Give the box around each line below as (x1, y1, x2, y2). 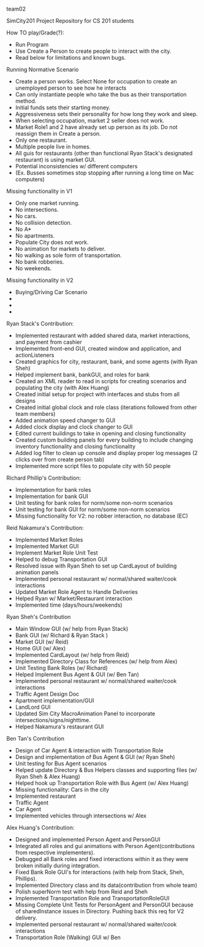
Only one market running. (15, 200, 80, 206)
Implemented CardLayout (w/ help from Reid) (15, 651, 130, 658)
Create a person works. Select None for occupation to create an (15, 78, 178, 85)
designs (15, 397, 36, 404)
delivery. (15, 914, 37, 921)
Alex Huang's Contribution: (6, 824, 75, 831)
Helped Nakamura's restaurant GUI (15, 723, 104, 730)
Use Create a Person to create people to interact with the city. (15, 47, 172, 55)
